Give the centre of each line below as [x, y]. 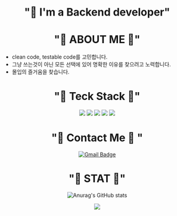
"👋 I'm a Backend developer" [97, 12]
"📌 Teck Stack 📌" [97, 97]
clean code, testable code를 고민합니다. [60, 57]
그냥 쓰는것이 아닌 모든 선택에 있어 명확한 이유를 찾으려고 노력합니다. [91, 65]
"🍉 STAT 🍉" [97, 179]
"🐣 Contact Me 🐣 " [97, 138]
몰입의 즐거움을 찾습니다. [41, 72]
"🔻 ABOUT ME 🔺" [97, 40]
